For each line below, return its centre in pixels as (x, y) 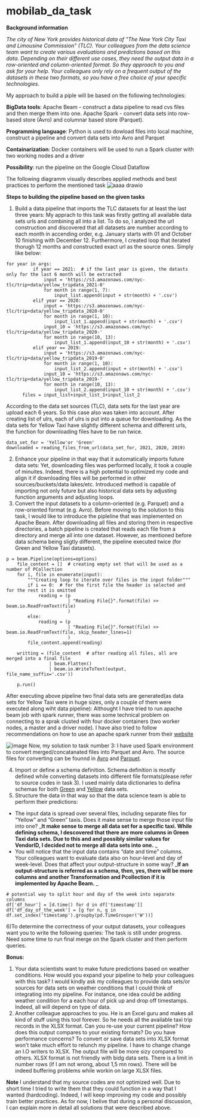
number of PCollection (34, 569)
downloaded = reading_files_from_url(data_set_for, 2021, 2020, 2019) (96, 447)
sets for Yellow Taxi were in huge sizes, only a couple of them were (89, 702)
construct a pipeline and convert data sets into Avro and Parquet (85, 137)
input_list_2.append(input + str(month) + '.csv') (119, 369)
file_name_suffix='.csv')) (40, 674)
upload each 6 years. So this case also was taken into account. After (90, 412)
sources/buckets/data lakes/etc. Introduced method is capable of (95, 484)
